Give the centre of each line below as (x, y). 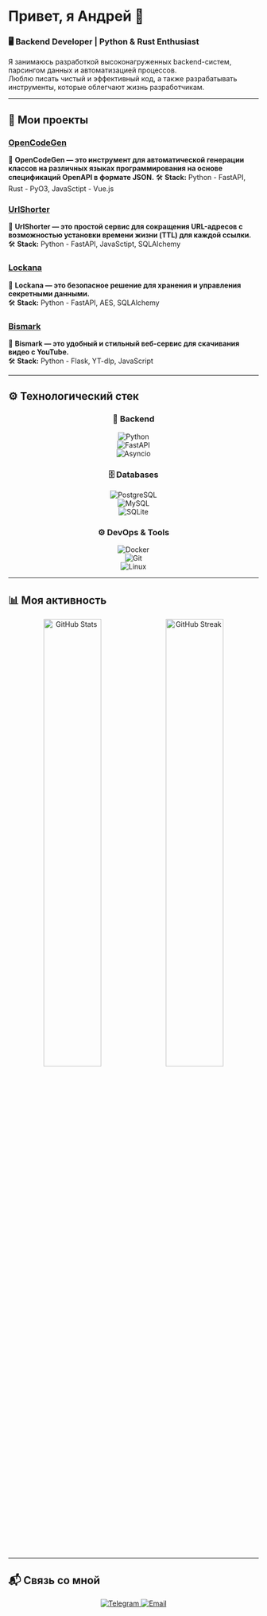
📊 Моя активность (58, 600)
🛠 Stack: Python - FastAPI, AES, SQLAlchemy (84, 303)
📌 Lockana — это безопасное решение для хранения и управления (125, 285)
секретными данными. (49, 293)
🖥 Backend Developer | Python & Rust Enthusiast (104, 41)
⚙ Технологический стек (74, 396)
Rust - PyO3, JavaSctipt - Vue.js (61, 189)
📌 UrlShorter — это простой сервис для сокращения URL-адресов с (126, 227)
